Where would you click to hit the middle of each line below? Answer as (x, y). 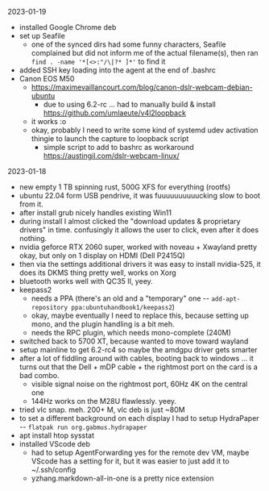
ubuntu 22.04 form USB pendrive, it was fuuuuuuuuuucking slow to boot (140, 196)
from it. (31, 204)
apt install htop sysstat (56, 435)
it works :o (49, 121)
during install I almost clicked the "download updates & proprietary (130, 221)
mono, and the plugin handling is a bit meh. (103, 324)
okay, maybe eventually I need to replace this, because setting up (140, 315)
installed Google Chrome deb (68, 27)
